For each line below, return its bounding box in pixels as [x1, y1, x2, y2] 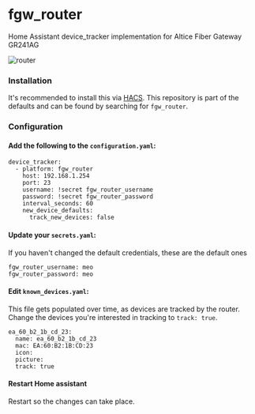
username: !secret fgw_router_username [22, 186, 154, 194]
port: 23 [22, 179, 51, 187]
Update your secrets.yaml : [8, 230, 96, 239]
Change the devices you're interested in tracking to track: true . [8, 312, 218, 322]
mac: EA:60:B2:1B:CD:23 [15, 341, 93, 349]
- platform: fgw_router [15, 165, 93, 173]
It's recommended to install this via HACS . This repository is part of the [8, 93, 239, 103]
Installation [8, 75, 53, 86]
